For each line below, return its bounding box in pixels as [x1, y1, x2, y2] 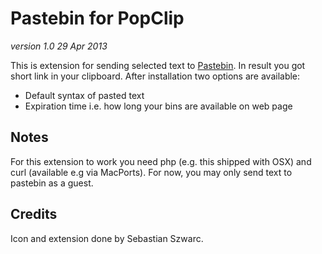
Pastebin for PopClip [10, 7, 185, 30]
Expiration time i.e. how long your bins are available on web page [24, 100, 293, 112]
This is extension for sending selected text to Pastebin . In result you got [10, 59, 306, 71]
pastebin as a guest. [10, 177, 94, 189]
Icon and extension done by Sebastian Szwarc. [10, 232, 204, 244]
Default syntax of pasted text [24, 89, 145, 101]
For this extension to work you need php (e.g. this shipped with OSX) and [10, 155, 312, 167]
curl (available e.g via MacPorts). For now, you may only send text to [10, 166, 293, 178]
